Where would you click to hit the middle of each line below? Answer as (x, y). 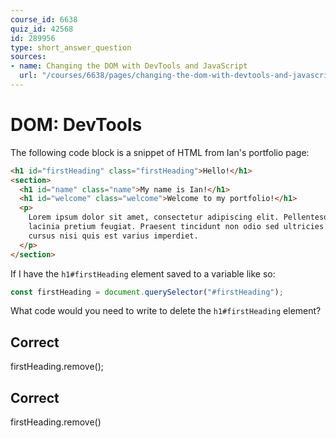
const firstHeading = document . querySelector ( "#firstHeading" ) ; (147, 292)
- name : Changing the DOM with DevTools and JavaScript (129, 66)
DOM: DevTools (76, 125)
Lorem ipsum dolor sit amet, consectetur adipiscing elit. (154, 217)
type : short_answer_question (71, 47)
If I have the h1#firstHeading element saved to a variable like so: (143, 273)
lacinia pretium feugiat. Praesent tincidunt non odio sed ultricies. (178, 227)
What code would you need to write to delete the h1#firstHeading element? (166, 311)
